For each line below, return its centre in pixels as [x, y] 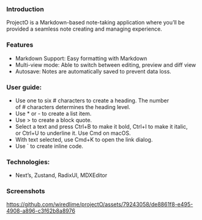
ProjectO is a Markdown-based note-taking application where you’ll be [95, 23]
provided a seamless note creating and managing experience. [84, 29]
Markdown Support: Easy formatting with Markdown [81, 58]
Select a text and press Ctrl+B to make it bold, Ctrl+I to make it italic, [101, 126]
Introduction [25, 9]
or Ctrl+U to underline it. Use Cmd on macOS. [73, 133]
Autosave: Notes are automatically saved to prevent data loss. [93, 71]
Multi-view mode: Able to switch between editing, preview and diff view [106, 65]
